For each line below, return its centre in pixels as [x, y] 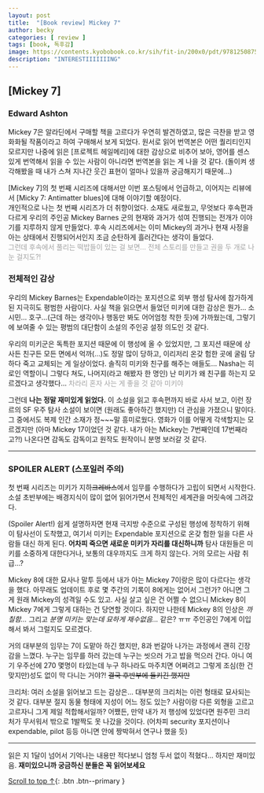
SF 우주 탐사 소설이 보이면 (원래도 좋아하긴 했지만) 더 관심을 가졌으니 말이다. [139, 409]
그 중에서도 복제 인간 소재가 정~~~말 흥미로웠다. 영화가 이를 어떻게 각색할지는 [127, 419]
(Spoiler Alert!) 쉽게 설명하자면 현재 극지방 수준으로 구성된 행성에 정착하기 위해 [129, 524]
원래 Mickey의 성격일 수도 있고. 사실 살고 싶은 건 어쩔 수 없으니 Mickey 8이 [131, 599]
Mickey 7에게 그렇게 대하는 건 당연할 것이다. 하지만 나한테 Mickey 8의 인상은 [126, 610]
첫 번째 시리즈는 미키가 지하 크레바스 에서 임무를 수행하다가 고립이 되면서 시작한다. [132, 488]
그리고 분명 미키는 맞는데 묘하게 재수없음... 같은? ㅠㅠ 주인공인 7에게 [133, 619]
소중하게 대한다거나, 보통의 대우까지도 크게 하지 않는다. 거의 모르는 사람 [132, 553]
